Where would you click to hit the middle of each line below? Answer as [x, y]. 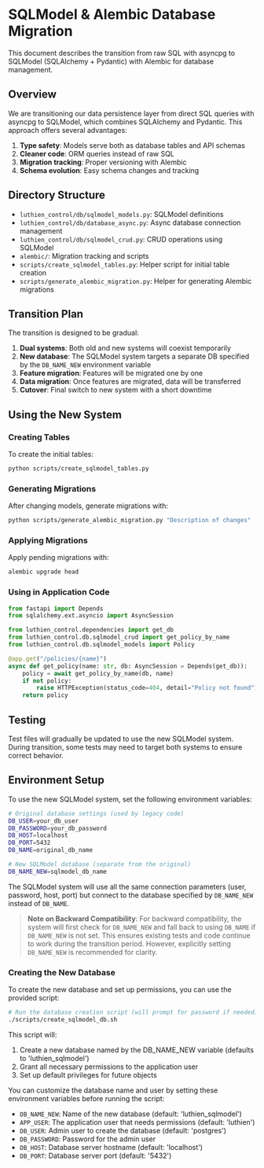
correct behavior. [36, 756]
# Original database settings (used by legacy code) [96, 813]
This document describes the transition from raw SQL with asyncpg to [122, 53]
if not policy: [47, 681]
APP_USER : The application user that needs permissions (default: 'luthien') [137, 1122]
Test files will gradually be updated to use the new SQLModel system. [121, 739]
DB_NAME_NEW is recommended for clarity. [92, 952]
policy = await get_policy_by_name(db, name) [98, 673]
